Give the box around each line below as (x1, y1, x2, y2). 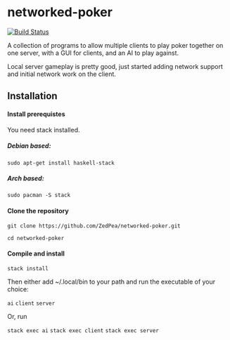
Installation (7, 90, 58, 102)
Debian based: (7, 141, 51, 150)
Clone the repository (7, 207, 69, 215)
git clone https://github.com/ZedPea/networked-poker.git (7, 222, 181, 229)
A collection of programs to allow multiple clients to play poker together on (7, 41, 224, 49)
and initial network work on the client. (7, 70, 116, 78)
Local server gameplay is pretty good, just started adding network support (7, 62, 224, 70)
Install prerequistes (7, 110, 65, 118)
